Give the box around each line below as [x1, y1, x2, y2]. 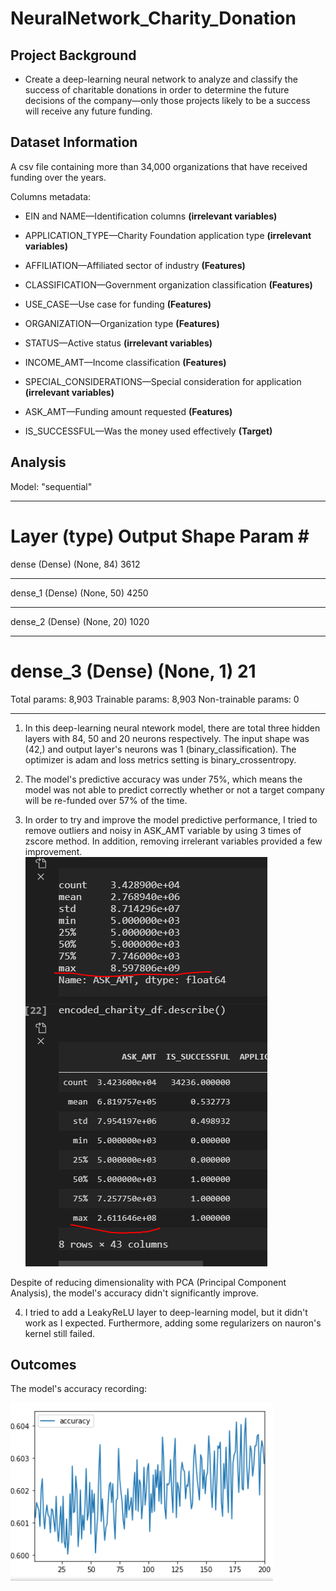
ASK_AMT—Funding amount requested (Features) [24, 405, 233, 417]
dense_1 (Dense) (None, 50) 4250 [10, 587, 149, 599]
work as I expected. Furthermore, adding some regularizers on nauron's [24, 1317, 322, 1329]
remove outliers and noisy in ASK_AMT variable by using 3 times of [24, 824, 302, 836]
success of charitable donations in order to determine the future [24, 84, 290, 96]
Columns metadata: [10, 190, 92, 202]
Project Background [10, 47, 137, 64]
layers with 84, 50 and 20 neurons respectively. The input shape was [24, 732, 310, 744]
